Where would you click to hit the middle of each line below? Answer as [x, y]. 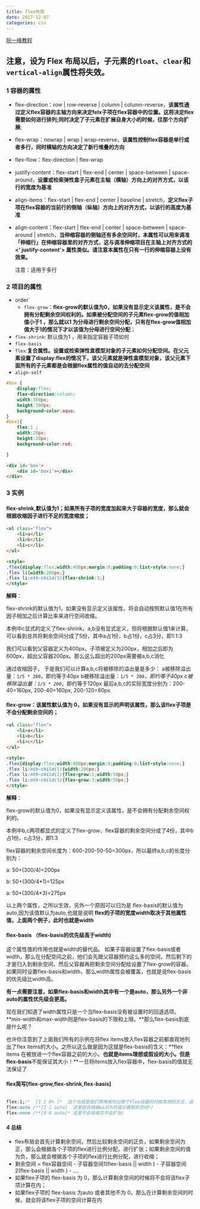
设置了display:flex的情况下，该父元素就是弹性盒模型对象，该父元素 [103, 358]
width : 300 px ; [33, 399]
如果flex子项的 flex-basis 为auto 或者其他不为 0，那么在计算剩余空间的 [101, 1193]
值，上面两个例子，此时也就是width [50, 920]
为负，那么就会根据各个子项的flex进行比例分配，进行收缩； [87, 1157]
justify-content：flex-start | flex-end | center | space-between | [93, 173]
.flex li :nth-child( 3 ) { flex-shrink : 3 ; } [56, 578]
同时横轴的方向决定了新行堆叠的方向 [80, 147]
